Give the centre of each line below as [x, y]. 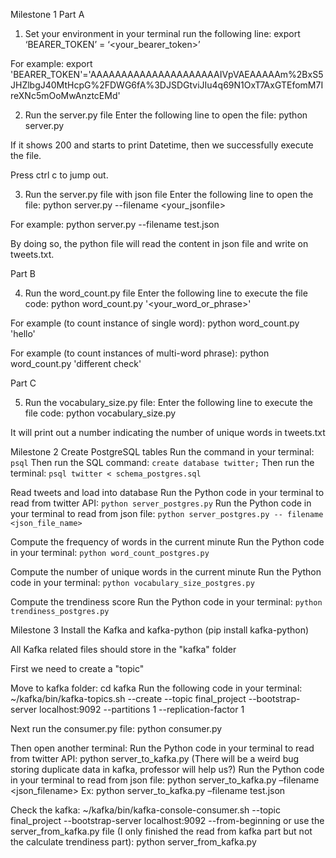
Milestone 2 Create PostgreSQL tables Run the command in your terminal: [162, 452]
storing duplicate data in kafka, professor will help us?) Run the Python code [167, 769]
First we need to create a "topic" [77, 668]
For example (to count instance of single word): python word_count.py [155, 323]
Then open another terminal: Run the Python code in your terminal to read [162, 748]
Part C [23, 383]
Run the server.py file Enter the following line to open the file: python [166, 115]
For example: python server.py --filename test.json [115, 224]
